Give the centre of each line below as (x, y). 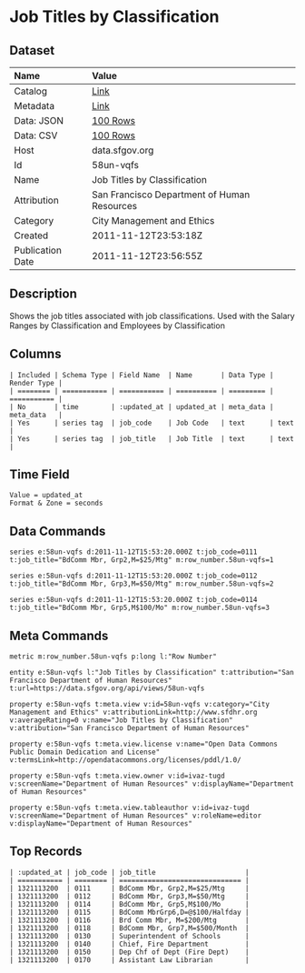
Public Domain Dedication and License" (85, 752)
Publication (38, 250)
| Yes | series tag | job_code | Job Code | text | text (152, 423)
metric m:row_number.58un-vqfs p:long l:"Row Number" (113, 657)
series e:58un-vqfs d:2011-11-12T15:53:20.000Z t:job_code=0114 (133, 600)
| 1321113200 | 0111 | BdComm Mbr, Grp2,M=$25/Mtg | (129, 888)
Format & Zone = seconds (56, 503)
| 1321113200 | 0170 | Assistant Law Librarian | (129, 960)
